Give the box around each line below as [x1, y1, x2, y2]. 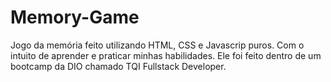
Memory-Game [10, 6, 140, 29]
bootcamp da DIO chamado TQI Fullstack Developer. [10, 60, 227, 72]
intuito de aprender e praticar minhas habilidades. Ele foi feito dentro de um [10, 49, 322, 61]
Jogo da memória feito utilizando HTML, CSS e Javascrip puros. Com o [10, 39, 305, 51]
